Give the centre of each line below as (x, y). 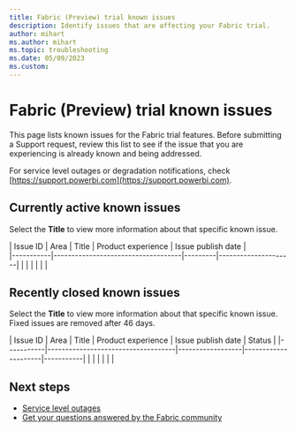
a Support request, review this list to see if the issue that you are (126, 144)
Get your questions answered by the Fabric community (122, 418)
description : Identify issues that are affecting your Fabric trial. (140, 26)
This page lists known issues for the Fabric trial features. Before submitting (146, 134)
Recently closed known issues (95, 293)
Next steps (40, 386)
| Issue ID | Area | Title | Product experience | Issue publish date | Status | (143, 340)
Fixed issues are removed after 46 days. (83, 323)
